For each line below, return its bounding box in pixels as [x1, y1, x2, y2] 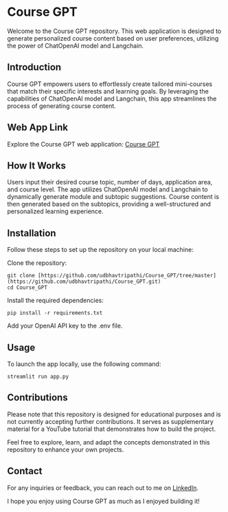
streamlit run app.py [7, 373, 69, 380]
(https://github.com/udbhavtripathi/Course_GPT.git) [7, 278, 161, 286]
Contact [7, 465, 43, 477]
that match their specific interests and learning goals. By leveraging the [7, 87, 209, 95]
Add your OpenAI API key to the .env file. [7, 321, 123, 330]
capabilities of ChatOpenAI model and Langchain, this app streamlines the [7, 94, 217, 103]
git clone [7, 273, 36, 279]
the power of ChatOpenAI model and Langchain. [7, 41, 144, 50]
